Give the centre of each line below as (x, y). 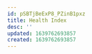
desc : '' (20, 27)
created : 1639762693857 (42, 40)
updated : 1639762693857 (42, 33)
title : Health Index (37, 20)
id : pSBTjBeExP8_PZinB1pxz (46, 14)
